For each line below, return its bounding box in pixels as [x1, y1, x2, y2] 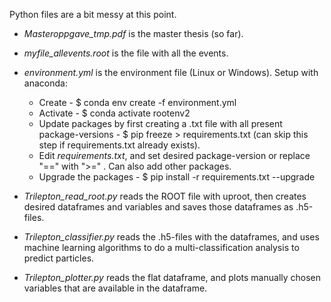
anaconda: [23, 77, 68, 89]
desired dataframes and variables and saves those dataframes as [23, 201, 294, 213]
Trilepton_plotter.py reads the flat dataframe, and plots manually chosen [23, 272, 322, 283]
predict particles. [23, 252, 95, 264]
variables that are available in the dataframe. [23, 282, 208, 294]
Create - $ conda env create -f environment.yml [38, 97, 237, 108]
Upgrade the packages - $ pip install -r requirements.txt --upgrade [38, 171, 316, 183]
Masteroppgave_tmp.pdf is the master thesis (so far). [23, 28, 244, 39]
